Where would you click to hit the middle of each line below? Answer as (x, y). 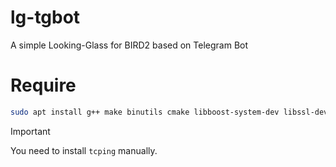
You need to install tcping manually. (84, 150)
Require (43, 85)
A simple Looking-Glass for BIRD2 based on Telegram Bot (129, 45)
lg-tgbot (45, 17)
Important (30, 131)
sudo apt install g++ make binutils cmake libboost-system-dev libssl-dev (169, 112)
